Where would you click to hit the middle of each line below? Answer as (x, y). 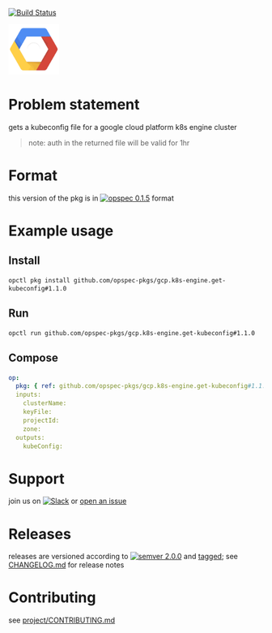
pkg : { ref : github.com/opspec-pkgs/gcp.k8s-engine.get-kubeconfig (132, 386)
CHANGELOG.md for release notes (66, 565)
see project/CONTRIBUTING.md (62, 620)
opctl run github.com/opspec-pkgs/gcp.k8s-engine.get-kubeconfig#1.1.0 (132, 333)
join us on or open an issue (68, 501)
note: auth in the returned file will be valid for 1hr (109, 143)
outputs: (30, 437)
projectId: (41, 420)
